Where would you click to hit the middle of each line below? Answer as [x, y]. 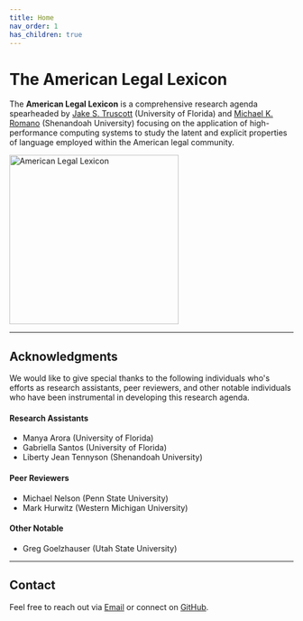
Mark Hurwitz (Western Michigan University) [105, 507]
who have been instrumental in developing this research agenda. [129, 397]
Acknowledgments [64, 356]
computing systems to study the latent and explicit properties [174, 133]
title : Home [32, 18]
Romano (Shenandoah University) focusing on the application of [129, 124]
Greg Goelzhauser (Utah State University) [100, 548]
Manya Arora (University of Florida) [88, 438]
